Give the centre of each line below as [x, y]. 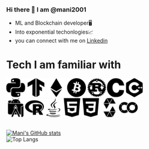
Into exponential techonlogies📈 [54, 32]
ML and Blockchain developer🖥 [53, 23]
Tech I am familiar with [64, 65]
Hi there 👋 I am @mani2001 [46, 10]
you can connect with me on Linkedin [61, 41]
